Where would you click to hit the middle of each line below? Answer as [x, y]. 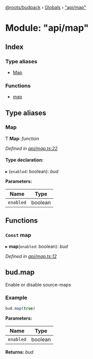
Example [16, 298]
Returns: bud [19, 352]
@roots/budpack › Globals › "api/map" [46, 7]
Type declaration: [25, 160]
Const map [18, 235]
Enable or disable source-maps [38, 284]
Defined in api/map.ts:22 [31, 148]
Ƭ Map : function [22, 138]
